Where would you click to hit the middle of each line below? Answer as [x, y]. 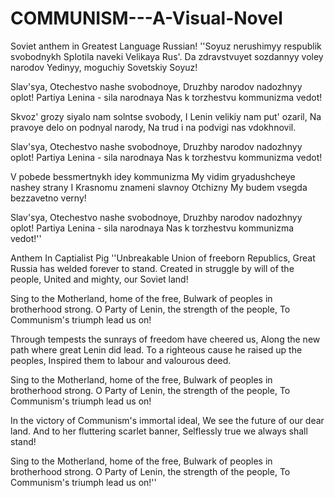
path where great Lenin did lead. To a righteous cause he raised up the [156, 349]
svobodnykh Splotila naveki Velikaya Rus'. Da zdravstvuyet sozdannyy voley [167, 56]
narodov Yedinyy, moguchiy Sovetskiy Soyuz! [104, 67]
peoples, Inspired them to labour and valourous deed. [121, 360]
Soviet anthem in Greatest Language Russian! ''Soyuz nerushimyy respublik [166, 46]
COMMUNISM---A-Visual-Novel [146, 18]
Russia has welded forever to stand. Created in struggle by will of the [152, 268]
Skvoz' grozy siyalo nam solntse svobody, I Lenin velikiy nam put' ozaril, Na [166, 116]
